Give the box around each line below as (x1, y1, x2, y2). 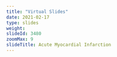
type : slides (6, 20, 39, 26)
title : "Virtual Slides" (6, 8, 68, 15)
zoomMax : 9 (6, 36, 34, 42)
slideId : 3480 (6, 31, 42, 37)
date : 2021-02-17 (6, 14, 50, 20)
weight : (6, 25, 26, 31)
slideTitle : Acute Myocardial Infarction (6, 42, 112, 48)
